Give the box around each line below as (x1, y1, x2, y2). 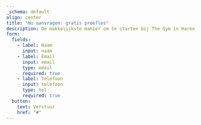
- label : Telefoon (17, 76, 63, 82)
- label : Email (17, 53, 55, 59)
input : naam (22, 48, 52, 54)
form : (6, 31, 20, 37)
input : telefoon (22, 82, 63, 88)
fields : (11, 37, 31, 43)
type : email (22, 64, 52, 71)
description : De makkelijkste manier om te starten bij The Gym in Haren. (6, 25, 198, 32)
